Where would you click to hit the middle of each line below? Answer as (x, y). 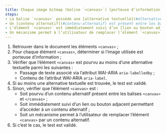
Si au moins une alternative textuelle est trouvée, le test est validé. (80, 83)
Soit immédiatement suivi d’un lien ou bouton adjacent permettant (87, 104)
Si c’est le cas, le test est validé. (45, 125)
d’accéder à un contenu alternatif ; (55, 109)
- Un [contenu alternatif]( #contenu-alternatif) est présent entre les (80, 23)
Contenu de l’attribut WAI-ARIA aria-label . (63, 78)
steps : (12, 14)
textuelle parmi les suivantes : (42, 67)
